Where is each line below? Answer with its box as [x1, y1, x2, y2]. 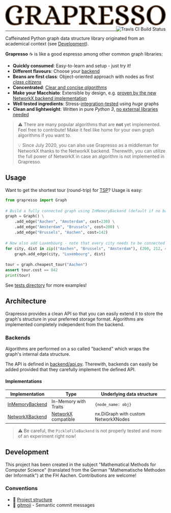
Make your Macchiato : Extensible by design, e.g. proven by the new [12, 90, 157, 96]
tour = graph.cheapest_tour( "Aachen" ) [5, 262, 88, 267]
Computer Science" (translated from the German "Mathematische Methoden [5, 467, 165, 473]
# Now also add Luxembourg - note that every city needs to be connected [5, 240, 165, 246]
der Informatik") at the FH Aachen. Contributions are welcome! [5, 472, 136, 478]
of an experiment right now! [17, 433, 76, 439]
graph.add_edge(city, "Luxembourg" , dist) [14, 251, 106, 257]
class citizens [12, 79, 42, 85]
